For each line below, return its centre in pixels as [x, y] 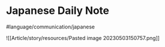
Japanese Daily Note [58, 11]
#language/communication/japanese [50, 27]
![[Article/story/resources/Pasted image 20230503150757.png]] [83, 38]
